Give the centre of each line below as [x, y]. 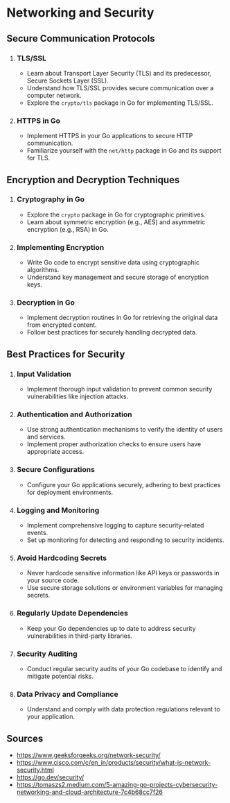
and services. [46, 437]
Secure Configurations [55, 470]
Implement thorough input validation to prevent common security [120, 389]
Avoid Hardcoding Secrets [62, 558]
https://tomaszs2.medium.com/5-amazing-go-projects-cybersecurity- [117, 785]
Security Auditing [47, 654]
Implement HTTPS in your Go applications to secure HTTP [110, 136]
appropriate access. [55, 452]
